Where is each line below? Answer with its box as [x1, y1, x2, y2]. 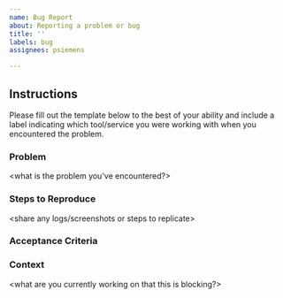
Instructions [9, 86, 78, 102]
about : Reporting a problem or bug [9, 21, 141, 30]
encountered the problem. [9, 128, 104, 139]
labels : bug [9, 37, 53, 47]
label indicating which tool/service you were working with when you [9, 118, 256, 129]
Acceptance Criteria [9, 235, 98, 248]
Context [9, 258, 45, 271]
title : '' [9, 29, 46, 38]
